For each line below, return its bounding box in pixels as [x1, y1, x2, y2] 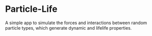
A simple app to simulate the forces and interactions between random [5, 20, 148, 26]
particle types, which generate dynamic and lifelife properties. [5, 25, 132, 31]
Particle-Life [5, 3, 58, 15]
